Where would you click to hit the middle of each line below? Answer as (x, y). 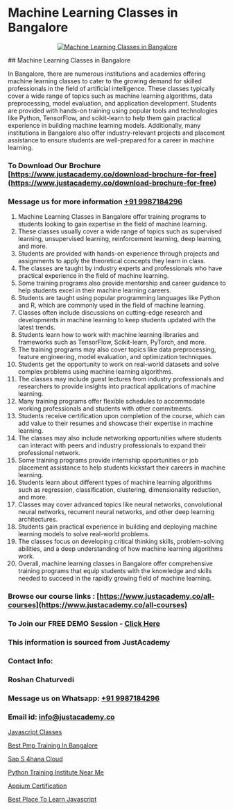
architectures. (38, 520)
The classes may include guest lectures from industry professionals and (121, 379)
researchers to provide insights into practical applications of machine (117, 386)
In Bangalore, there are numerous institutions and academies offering (107, 74)
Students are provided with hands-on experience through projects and (119, 254)
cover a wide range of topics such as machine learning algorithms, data (110, 96)
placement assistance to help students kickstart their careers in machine (122, 468)
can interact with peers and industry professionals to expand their (112, 445)
